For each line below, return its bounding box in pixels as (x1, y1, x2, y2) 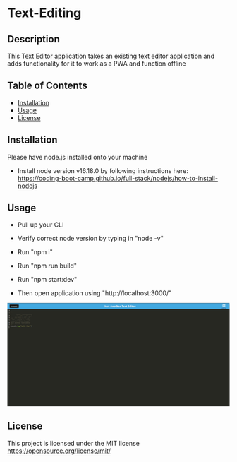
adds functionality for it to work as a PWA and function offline (7, 59, 186, 68)
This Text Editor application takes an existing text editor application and (7, 52, 215, 60)
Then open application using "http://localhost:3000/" (17, 289, 172, 297)
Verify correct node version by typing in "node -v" (17, 235, 164, 243)
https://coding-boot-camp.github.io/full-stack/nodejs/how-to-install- (17, 174, 219, 182)
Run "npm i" (17, 248, 53, 256)
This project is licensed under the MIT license (7, 439, 140, 447)
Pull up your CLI (17, 220, 64, 229)
